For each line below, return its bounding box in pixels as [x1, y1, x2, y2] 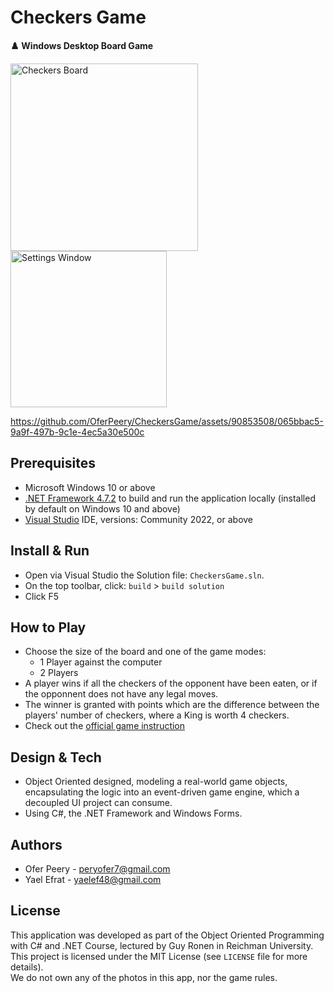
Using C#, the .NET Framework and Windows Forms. [24, 807, 243, 820]
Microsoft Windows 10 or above [24, 481, 156, 493]
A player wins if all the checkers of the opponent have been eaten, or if [24, 677, 318, 690]
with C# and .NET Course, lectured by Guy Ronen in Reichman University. [10, 939, 314, 951]
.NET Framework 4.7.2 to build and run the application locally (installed [24, 492, 316, 504]
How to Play [10, 619, 87, 636]
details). [10, 961, 44, 973]
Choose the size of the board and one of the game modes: [24, 646, 267, 658]
